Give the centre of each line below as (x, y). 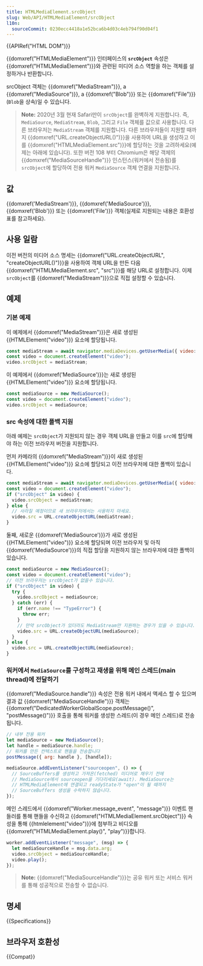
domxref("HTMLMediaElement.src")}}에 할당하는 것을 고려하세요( (112, 145)
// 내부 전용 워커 (26, 734)
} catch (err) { (32, 603)
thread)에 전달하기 (32, 680)
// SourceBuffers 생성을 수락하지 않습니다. (62, 791)
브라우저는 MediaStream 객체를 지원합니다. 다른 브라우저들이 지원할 (107, 130)
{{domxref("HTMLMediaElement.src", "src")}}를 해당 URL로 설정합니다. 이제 (99, 270)
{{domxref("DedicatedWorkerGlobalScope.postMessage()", (81, 708)
